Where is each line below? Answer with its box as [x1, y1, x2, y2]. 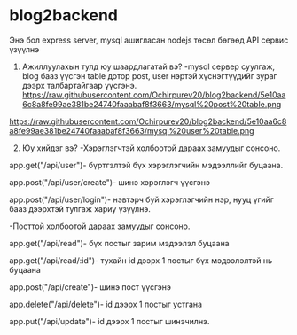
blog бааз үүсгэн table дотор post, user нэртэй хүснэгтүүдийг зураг [21, 70, 277, 81]
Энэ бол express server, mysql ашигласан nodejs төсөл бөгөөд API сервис [9, 35, 289, 45]
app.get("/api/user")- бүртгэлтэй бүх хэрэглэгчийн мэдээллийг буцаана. [9, 160, 284, 170]
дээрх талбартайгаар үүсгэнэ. [21, 80, 137, 90]
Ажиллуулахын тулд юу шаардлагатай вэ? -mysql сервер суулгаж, [21, 61, 276, 72]
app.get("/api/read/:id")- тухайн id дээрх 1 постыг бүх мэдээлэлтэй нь [9, 254, 273, 266]
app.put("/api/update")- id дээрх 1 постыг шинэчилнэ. [9, 316, 210, 326]
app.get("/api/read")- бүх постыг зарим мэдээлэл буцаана [9, 238, 230, 248]
